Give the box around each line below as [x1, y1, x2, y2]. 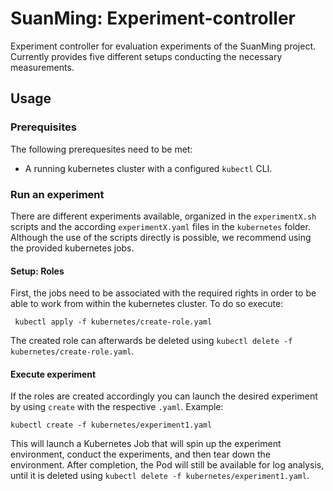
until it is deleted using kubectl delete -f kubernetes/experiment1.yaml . [10, 470, 310, 482]
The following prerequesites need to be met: [10, 143, 193, 155]
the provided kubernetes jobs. [10, 242, 135, 254]
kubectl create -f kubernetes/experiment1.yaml [10, 420, 213, 431]
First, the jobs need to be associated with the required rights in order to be [10, 287, 317, 299]
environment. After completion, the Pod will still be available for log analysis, [10, 459, 325, 471]
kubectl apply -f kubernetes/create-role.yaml [14, 317, 213, 327]
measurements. [10, 61, 75, 73]
